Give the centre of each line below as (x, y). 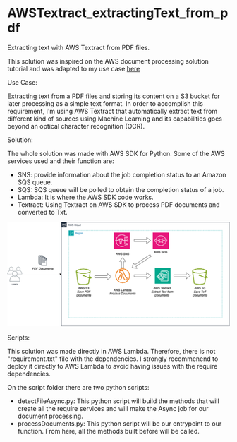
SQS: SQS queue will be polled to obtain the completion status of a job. (121, 189)
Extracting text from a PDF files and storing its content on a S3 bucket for (114, 96)
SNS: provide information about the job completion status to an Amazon (122, 174)
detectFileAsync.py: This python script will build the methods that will (119, 401)
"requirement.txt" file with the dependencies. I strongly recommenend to (113, 359)
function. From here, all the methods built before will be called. (108, 431)
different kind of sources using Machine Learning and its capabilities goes (115, 119)
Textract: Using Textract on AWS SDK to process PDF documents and (119, 204)
